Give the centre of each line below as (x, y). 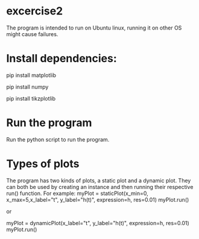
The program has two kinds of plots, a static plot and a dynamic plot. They (99, 180)
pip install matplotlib (31, 75)
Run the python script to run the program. (58, 139)
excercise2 (35, 11)
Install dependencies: (62, 59)
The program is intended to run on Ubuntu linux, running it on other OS (94, 28)
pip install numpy (27, 87)
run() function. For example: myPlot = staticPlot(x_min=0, (77, 193)
